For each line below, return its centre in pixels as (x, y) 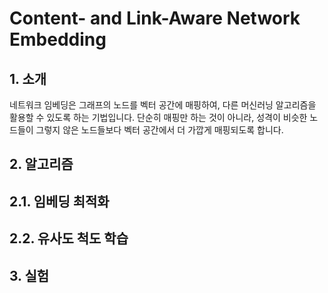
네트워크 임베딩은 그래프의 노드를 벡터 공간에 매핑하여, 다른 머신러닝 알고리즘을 (163, 105)
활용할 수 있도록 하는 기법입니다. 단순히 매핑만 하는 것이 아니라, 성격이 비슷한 (158, 117)
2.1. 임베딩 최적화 (59, 201)
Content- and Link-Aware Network (155, 18)
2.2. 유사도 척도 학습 (69, 238)
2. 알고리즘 (41, 164)
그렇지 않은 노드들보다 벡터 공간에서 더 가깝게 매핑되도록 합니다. (159, 130)
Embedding (58, 39)
